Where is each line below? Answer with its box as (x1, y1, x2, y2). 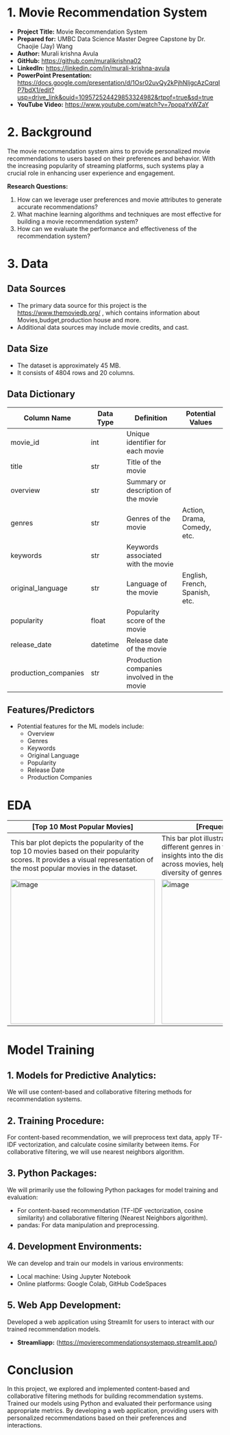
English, (182, 570, 207, 580)
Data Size (7, 343, 49, 354)
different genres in (162, 842, 221, 852)
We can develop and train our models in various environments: (7, 1259, 183, 1267)
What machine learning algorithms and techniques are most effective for (16, 210, 222, 218)
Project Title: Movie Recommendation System (16, 27, 148, 36)
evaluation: (7, 1193, 38, 1201)
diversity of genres (162, 868, 222, 878)
